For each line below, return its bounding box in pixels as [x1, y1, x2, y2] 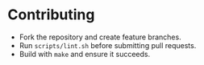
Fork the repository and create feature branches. [19, 32, 182, 42]
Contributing [7, 6, 95, 24]
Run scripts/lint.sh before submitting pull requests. [19, 40, 197, 50]
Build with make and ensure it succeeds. [19, 49, 151, 59]
